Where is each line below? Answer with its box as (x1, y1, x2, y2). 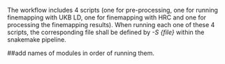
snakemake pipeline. (7, 35, 66, 44)
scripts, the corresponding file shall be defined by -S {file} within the (7, 28, 205, 36)
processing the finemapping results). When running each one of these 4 (7, 21, 215, 29)
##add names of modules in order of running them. (7, 49, 155, 57)
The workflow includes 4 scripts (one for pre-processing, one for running (7, 6, 219, 14)
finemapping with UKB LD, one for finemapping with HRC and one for (7, 13, 207, 22)
